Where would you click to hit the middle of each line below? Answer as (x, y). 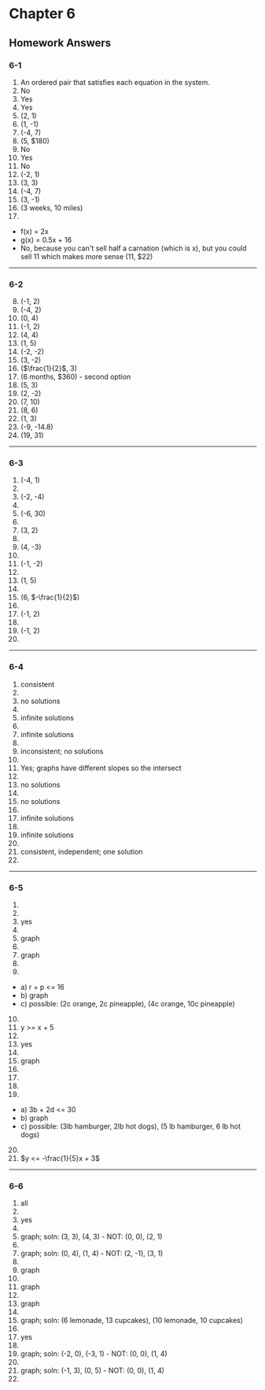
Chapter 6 (42, 14)
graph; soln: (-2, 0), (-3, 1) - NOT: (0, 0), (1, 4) (94, 1354)
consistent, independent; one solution (82, 851)
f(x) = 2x (35, 231)
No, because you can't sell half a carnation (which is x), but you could (133, 248)
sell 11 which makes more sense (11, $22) (86, 256)
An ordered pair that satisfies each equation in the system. (115, 82)
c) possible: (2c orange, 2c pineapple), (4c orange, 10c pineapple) (127, 1004)
